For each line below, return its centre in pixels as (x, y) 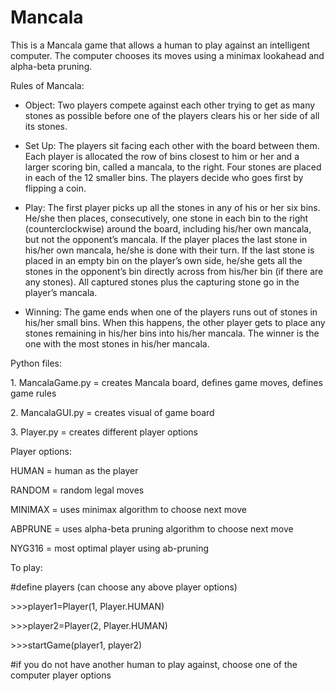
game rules (33, 393)
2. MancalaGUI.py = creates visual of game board (112, 412)
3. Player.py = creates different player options (104, 432)
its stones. (46, 126)
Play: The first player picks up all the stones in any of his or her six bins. (172, 207)
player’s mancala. (61, 292)
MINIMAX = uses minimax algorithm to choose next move (128, 509)
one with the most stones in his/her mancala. (117, 343)
